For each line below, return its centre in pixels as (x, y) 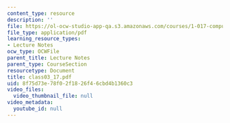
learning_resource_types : (44, 39)
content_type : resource (41, 13)
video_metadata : (30, 102)
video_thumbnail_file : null (53, 96)
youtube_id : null (38, 109)
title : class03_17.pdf (39, 77)
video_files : (26, 90)
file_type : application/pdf (47, 32)
